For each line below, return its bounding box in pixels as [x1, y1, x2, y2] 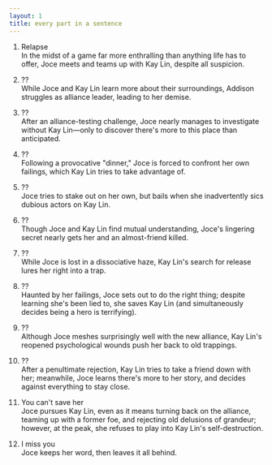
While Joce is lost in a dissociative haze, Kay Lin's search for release [20, 256, 252, 266]
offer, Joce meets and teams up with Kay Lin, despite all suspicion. [20, 58, 244, 69]
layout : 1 [9, 11, 43, 20]
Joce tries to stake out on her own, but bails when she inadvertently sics [20, 191, 264, 200]
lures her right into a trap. [20, 265, 106, 275]
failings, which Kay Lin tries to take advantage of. [20, 166, 186, 176]
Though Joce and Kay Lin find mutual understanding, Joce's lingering [20, 224, 255, 234]
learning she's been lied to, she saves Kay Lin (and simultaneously [20, 298, 244, 308]
